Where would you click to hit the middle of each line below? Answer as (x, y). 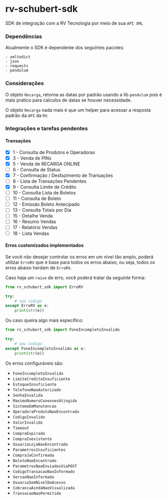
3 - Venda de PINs (32, 158)
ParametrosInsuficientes (39, 450)
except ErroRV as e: (27, 306)
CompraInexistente (32, 439)
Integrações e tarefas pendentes (47, 129)
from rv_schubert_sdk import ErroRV (44, 287)
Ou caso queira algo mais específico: (44, 321)
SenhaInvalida (28, 395)
